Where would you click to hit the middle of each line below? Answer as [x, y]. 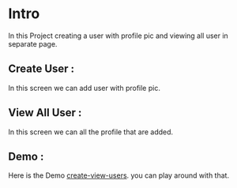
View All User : [45, 113]
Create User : [41, 69]
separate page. [33, 43]
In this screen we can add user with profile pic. [84, 88]
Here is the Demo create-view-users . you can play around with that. [119, 175]
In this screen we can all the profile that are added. [91, 132]
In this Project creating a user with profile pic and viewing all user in [118, 36]
